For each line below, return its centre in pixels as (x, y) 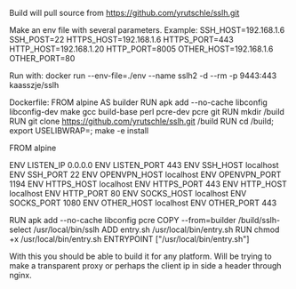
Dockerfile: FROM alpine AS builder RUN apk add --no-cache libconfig (139, 102)
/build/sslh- (259, 220)
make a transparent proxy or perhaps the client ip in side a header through (145, 265)
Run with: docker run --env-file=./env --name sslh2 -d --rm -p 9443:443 (143, 76)
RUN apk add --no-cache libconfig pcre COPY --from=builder (123, 220)
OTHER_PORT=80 (42, 58)
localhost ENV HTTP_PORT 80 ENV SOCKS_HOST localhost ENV (128, 193)
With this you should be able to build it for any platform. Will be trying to (141, 256)
